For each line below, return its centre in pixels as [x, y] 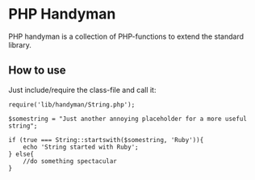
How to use [37, 71]
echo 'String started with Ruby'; [81, 147]
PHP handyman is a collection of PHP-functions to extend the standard [126, 36]
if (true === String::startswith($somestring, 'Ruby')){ [106, 140]
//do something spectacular [70, 161]
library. [20, 44]
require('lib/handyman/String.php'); [72, 105]
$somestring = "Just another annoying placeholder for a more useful [128, 119]
